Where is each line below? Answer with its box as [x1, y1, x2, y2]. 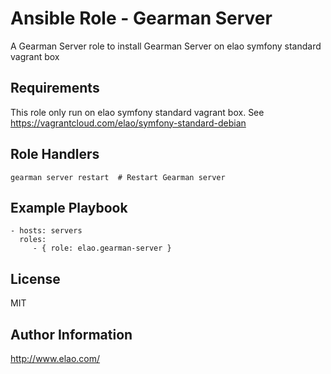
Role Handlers [10, 146, 100, 163]
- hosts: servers [10, 226, 83, 236]
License [10, 270, 61, 287]
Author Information [10, 326, 133, 343]
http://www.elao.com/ [10, 353, 101, 364]
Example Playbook [10, 199, 128, 216]
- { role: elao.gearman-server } [32, 243, 172, 254]
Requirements [10, 80, 100, 97]
